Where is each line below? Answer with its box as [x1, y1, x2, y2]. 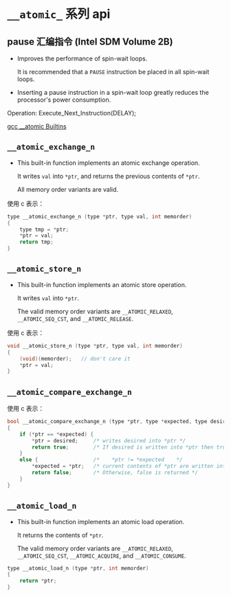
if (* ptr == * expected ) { [19, 431, 94, 438]
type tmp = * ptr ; [19, 226, 69, 233]
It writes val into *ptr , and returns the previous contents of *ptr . [16, 172, 200, 180]
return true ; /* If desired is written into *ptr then [32, 444, 214, 451]
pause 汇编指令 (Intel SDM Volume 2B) [7, 36, 173, 47]
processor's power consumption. [16, 95, 111, 104]
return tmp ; [19, 238, 54, 246]
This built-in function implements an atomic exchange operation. [16, 159, 201, 167]
